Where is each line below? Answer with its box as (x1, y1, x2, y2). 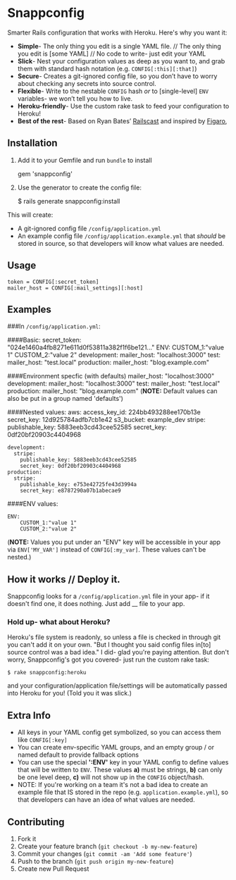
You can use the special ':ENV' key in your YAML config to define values (17, 758, 229, 767)
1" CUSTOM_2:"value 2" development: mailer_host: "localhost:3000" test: (7, 351, 221, 359)
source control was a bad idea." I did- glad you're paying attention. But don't (7, 648, 230, 657)
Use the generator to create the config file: (17, 183, 142, 192)
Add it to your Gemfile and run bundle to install (17, 156, 153, 164)
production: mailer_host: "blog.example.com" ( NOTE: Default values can (7, 387, 218, 395)
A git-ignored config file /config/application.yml (17, 224, 161, 233)
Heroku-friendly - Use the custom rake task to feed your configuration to (17, 101, 230, 110)
